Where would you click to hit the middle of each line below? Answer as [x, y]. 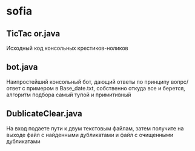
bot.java [22, 67]
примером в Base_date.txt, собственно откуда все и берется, [106, 88]
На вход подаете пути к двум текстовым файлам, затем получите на [95, 128]
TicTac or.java [33, 34]
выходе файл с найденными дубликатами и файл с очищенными [90, 135]
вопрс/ [180, 82]
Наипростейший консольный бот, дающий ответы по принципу [88, 82]
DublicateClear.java [45, 114]
